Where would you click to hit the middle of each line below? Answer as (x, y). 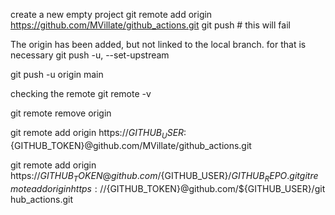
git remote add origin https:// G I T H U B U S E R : (98, 134)
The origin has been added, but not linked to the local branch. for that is (158, 44)
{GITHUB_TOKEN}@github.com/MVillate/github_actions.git (131, 145)
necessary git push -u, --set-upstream (90, 55)
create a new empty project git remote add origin (111, 14)
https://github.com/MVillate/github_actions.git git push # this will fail (150, 25)
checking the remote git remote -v (81, 93)
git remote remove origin (61, 113)
